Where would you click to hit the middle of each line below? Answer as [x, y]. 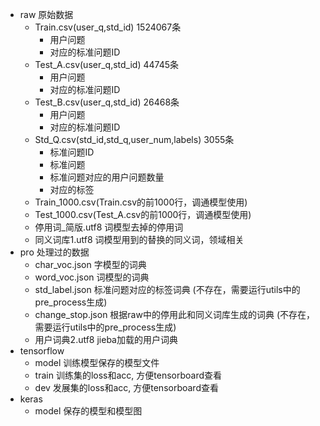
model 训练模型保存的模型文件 [97, 362]
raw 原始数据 [46, 14]
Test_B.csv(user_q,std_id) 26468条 [107, 102]
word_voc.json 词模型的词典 [92, 277]
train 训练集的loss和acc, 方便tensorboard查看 [128, 375]
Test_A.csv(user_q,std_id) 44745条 [107, 64]
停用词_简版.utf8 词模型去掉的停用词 [109, 227]
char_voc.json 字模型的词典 [90, 264]
